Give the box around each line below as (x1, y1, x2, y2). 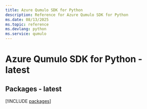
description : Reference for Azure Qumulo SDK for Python (5, 12, 129, 17)
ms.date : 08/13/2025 (5, 17, 49, 22)
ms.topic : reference (5, 21, 49, 27)
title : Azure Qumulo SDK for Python (5, 7, 83, 13)
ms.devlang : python (5, 27, 47, 32)
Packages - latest (5, 84, 62, 93)
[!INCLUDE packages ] (5, 98, 51, 104)
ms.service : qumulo (5, 31, 47, 36)
